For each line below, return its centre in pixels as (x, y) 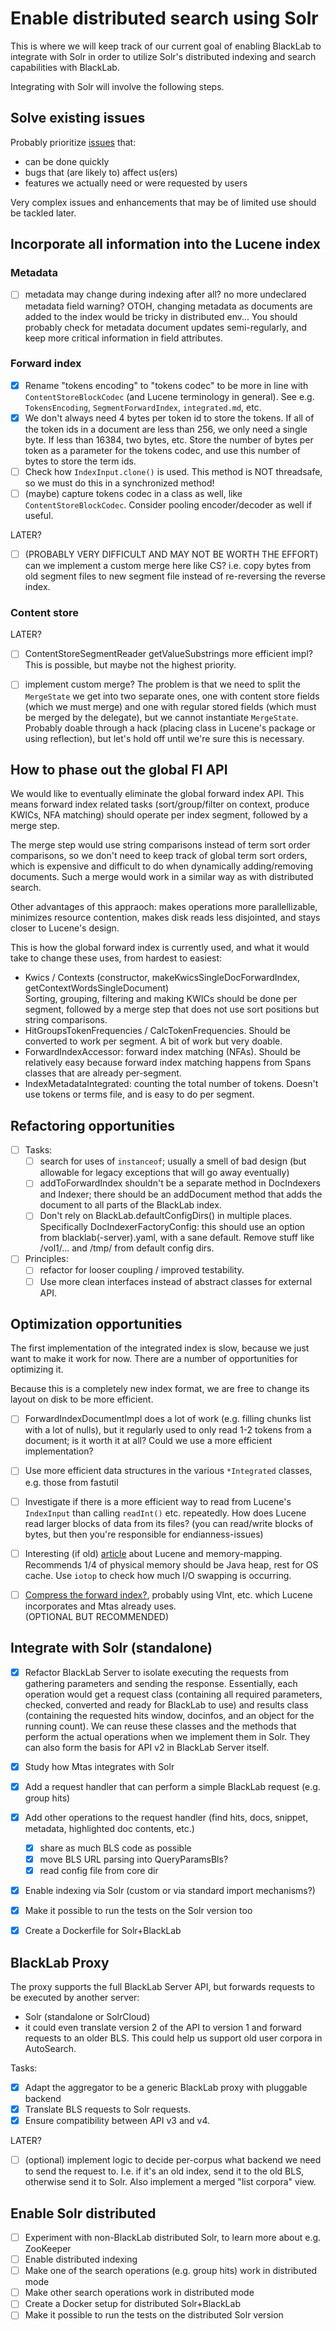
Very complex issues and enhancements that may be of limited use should (163, 202)
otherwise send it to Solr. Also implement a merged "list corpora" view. (170, 2182)
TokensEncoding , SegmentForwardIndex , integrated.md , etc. (143, 407)
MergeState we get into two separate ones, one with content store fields (172, 696)
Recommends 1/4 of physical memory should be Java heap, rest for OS (171, 1564)
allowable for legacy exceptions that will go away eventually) (164, 1173)
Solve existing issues (78, 118)
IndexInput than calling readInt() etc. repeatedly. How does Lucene (165, 1513)
